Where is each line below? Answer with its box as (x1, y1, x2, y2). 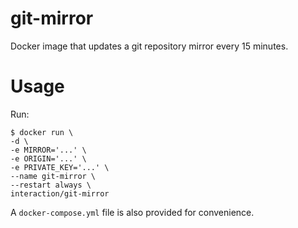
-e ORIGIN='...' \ (10, 153, 87, 164)
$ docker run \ (10, 127, 74, 137)
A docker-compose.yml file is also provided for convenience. (10, 206, 255, 218)
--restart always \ (10, 180, 92, 190)
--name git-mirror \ (10, 171, 97, 181)
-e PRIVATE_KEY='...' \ (10, 162, 110, 172)
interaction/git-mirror (10, 188, 110, 199)
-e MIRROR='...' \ (10, 145, 87, 155)
